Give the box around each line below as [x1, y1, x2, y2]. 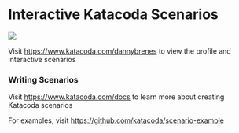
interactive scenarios [8, 54, 76, 64]
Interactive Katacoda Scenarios [8, 6, 219, 24]
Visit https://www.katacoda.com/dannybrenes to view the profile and [8, 46, 232, 56]
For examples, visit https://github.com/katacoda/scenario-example [8, 116, 224, 125]
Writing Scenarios [8, 74, 79, 85]
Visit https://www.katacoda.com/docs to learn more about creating [8, 92, 225, 102]
